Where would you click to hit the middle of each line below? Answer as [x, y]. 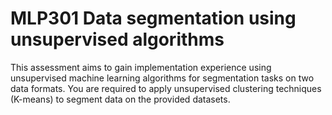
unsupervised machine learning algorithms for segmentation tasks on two [162, 78]
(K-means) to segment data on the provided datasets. [120, 99]
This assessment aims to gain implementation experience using [141, 67]
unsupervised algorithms [117, 39]
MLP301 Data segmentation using [153, 18]
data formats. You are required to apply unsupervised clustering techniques [166, 88]
